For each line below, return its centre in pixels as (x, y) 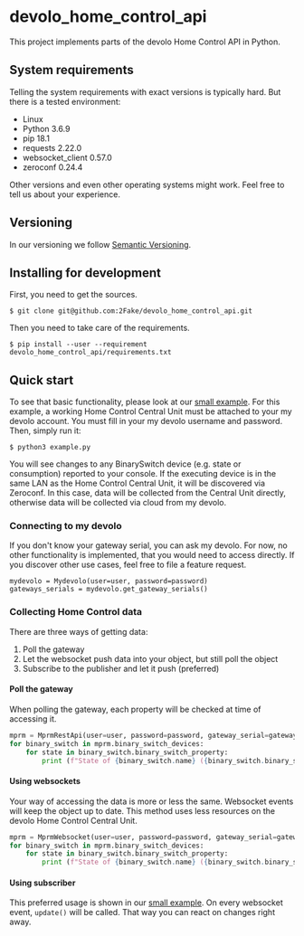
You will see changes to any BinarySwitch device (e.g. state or (125, 464)
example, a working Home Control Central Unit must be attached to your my (151, 411)
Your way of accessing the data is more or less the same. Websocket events (152, 801)
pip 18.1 (36, 138)
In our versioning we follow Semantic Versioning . (100, 244)
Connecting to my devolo (66, 526)
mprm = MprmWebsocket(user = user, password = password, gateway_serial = (143, 837)
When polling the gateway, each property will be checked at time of (135, 709)
